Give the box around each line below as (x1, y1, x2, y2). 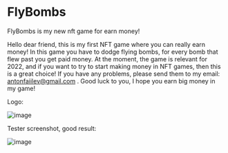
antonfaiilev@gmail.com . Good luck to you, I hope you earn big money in (7, 76, 216, 85)
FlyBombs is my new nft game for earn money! (7, 27, 140, 35)
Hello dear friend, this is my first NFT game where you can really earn (7, 40, 206, 48)
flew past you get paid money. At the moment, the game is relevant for (7, 54, 207, 63)
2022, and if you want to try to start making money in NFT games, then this (7, 62, 221, 70)
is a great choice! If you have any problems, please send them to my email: (7, 70, 220, 78)
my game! (7, 84, 36, 92)
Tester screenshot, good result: (7, 124, 97, 132)
